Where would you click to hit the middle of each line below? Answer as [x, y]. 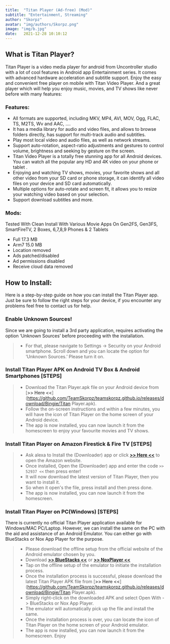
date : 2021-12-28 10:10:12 [36, 34]
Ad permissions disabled [39, 261]
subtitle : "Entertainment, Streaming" [46, 15]
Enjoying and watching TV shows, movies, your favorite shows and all [86, 173]
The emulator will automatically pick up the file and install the [90, 609]
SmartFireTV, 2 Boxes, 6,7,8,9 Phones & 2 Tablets [57, 229]
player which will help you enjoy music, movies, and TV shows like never [82, 88]
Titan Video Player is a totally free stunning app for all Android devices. [87, 156]
